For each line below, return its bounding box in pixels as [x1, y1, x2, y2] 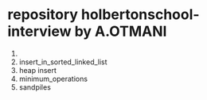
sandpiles [18, 82, 51, 92]
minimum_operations [18, 74, 88, 83]
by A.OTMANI [74, 22, 167, 40]
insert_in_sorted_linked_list [18, 57, 108, 67]
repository [7, 6, 79, 24]
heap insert [18, 65, 57, 75]
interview [7, 22, 72, 40]
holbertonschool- [80, 6, 200, 24]
